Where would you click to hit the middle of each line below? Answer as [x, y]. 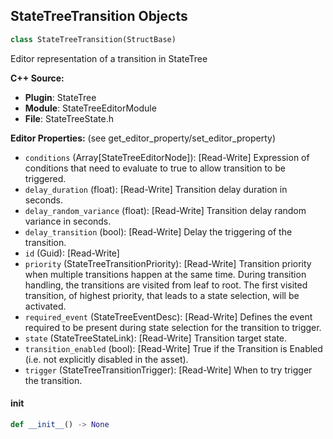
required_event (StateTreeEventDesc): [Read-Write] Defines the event [168, 316]
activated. [45, 306]
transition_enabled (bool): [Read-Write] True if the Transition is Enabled [173, 348]
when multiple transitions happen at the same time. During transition [165, 274]
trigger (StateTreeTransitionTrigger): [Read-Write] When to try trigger [168, 370]
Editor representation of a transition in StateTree [109, 58]
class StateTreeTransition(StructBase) [93, 39]
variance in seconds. [68, 221]
